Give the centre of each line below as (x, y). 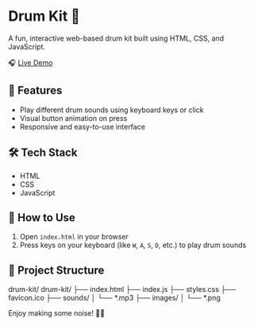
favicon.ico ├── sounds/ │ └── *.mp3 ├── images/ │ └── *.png (114, 298)
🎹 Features (35, 91)
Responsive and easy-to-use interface (82, 126)
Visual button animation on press (73, 118)
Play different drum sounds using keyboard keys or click (112, 110)
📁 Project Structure (56, 270)
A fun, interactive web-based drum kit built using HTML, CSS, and (116, 38)
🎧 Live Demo (31, 62)
